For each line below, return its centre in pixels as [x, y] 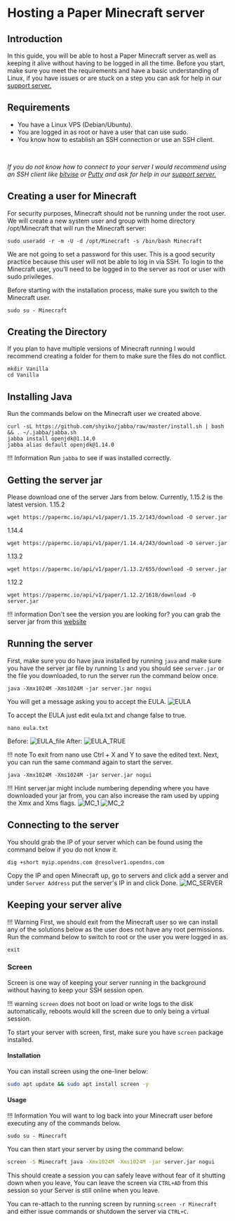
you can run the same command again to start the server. [90, 762]
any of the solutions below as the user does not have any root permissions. [116, 929]
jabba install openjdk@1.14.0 [52, 439]
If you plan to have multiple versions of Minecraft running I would [101, 348]
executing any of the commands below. [64, 1123]
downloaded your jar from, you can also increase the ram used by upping [113, 795]
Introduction [35, 39]
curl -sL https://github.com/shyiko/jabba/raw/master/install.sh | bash [116, 426]
